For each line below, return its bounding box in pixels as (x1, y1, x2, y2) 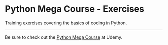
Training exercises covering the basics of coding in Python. (5, 20, 127, 26)
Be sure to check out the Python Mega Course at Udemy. (5, 34, 123, 40)
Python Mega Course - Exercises (5, 3, 145, 15)
